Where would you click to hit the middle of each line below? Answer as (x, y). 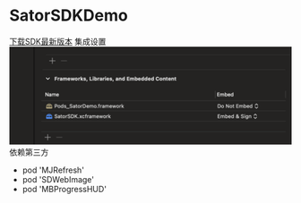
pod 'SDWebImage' (58, 180)
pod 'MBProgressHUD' (64, 190)
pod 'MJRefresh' (53, 170)
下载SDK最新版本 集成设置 (58, 41)
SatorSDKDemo (69, 16)
